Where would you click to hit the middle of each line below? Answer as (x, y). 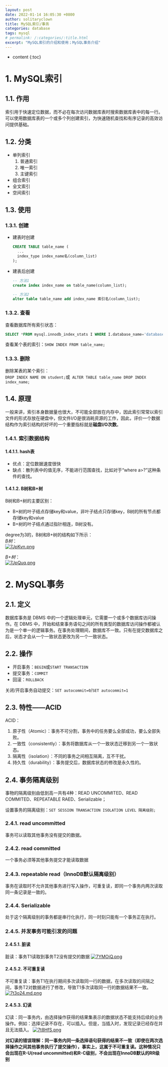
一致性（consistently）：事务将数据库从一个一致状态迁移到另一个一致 (83, 744)
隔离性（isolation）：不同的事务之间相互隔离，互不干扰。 (70, 756)
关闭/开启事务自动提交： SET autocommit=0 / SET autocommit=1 (67, 690)
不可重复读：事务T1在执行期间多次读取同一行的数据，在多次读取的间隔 (77, 981)
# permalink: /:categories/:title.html (47, 38)
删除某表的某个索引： (27, 370)
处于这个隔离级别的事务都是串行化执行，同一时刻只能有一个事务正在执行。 (82, 917)
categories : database (28, 29)
